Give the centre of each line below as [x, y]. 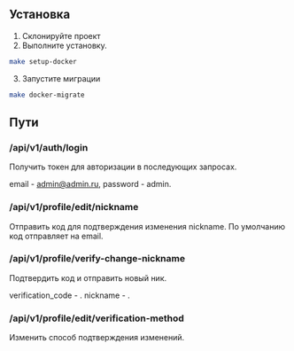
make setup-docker [43, 61]
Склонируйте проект [61, 35]
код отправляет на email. [56, 236]
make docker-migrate [47, 95]
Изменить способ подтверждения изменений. [97, 338]
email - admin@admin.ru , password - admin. [90, 184]
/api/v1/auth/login [49, 147]
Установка [40, 15]
